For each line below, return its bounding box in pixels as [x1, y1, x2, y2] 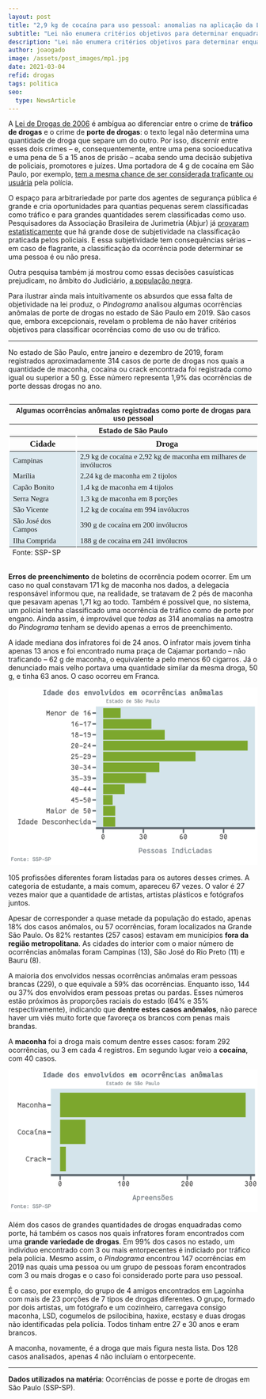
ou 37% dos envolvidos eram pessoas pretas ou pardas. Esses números [8, 988, 244, 997]
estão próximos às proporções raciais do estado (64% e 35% [8, 997, 209, 1006]
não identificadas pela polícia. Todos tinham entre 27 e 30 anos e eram [8, 1320, 240, 1329]
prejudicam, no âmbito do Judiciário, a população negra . [8, 276, 193, 285]
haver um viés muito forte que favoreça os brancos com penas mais [8, 1013, 230, 1023]
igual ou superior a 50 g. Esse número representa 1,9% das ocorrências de [8, 373, 252, 383]
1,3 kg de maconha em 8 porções [80, 494, 178, 503]
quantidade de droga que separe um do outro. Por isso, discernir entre [8, 135, 239, 146]
